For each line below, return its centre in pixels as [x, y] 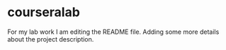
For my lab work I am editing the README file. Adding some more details [113, 32]
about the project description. [51, 39]
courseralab [44, 12]
